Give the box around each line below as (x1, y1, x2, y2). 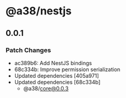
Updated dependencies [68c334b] (14, 78, 101, 85)
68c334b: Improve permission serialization (14, 66, 121, 73)
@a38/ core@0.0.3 (23, 85, 69, 92)
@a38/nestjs (5, 4, 72, 18)
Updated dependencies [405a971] (14, 72, 100, 79)
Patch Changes (5, 46, 52, 54)
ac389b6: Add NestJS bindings (14, 59, 92, 66)
